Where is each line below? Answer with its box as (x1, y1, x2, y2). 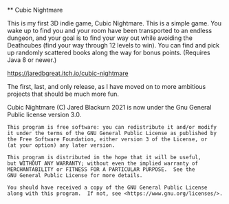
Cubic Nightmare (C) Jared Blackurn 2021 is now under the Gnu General (7, 103, 212, 111)
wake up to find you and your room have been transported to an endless (7, 27, 212, 34)
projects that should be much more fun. (7, 90, 119, 98)
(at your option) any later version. (7, 142, 116, 149)
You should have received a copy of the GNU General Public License (7, 184, 208, 191)
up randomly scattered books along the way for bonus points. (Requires (7, 48, 211, 57)
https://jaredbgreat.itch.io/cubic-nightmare (7, 69, 129, 77)
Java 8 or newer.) (7, 56, 57, 64)
